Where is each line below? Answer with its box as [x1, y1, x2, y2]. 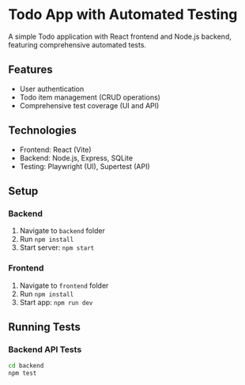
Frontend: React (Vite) [19, 145, 92, 154]
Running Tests [8, 320, 81, 334]
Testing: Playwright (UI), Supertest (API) [19, 161, 150, 171]
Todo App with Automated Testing [8, 6, 238, 24]
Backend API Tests [8, 344, 82, 355]
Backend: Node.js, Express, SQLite [19, 153, 133, 163]
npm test [8, 369, 37, 377]
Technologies [8, 124, 77, 138]
